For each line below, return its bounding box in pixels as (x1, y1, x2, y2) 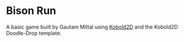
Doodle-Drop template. (6, 29, 62, 36)
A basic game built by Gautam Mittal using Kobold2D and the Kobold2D (6, 23, 178, 30)
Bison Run (6, 4, 57, 17)
